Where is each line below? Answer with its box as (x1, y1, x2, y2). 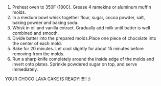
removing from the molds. (12, 51, 65, 57)
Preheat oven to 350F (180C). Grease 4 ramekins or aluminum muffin (12, 4, 152, 10)
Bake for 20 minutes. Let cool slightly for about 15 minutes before (12, 46, 144, 51)
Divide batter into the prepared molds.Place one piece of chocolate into (12, 35, 157, 41)
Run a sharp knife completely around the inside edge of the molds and (12, 56, 154, 62)
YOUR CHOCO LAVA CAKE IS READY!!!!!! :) (5, 76, 91, 82)
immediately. (12, 66, 38, 72)
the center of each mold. (12, 41, 62, 46)
